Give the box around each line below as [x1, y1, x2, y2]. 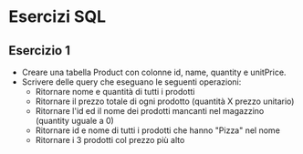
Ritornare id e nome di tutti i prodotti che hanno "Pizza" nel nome [35, 125, 280, 136]
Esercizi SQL [8, 6, 107, 27]
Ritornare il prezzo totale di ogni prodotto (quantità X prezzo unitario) [35, 96, 295, 107]
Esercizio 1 [8, 43, 70, 58]
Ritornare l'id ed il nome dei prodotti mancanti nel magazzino [35, 106, 265, 116]
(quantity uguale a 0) [35, 116, 115, 126]
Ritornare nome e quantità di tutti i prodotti [35, 87, 195, 97]
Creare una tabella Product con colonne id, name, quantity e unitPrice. [21, 67, 287, 77]
